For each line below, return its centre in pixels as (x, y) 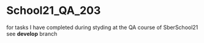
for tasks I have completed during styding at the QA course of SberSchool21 (102, 27)
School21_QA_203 (54, 11)
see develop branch (32, 33)
